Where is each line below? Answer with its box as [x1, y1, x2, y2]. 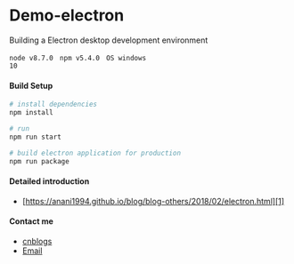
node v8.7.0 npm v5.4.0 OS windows [9, 53, 147, 62]
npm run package [9, 156, 69, 165]
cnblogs [21, 236, 53, 246]
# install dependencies [9, 100, 98, 109]
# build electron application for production [9, 148, 181, 157]
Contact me [9, 216, 53, 227]
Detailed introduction [9, 175, 90, 187]
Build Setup [9, 80, 53, 91]
